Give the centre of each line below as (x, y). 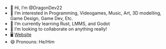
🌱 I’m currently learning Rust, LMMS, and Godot (60, 23)
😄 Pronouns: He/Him (32, 42)
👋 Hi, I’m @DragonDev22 (36, 8)
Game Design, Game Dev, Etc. (42, 18)
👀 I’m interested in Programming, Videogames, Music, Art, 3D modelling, (86, 13)
